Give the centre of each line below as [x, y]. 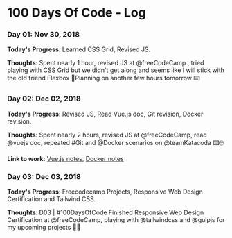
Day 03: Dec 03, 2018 [44, 176]
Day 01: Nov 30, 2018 [44, 35]
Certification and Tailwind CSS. [52, 199]
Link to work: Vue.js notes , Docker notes [66, 158]
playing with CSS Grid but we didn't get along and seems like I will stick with [116, 70]
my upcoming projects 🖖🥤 [44, 228]
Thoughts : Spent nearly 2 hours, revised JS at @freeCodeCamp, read [107, 135]
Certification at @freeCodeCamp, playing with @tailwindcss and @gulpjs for [116, 220]
